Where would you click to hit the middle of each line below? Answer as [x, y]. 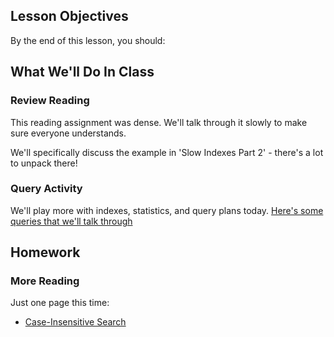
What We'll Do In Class [82, 72]
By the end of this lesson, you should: [88, 40]
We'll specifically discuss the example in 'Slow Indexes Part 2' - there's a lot [167, 152]
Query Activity [46, 189]
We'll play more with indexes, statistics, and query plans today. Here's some [167, 210]
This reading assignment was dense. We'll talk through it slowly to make [159, 122]
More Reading [45, 281]
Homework [45, 252]
